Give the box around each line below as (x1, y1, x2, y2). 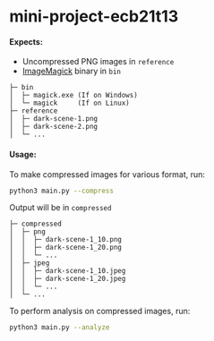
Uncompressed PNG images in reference (21, 56, 175, 67)
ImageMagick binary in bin (21, 65, 122, 77)
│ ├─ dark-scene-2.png (9, 123, 98, 132)
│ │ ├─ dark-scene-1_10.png (9, 235, 123, 244)
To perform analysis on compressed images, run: (9, 306, 191, 317)
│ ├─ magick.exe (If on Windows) (9, 91, 139, 100)
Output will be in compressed (9, 202, 112, 213)
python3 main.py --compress (9, 186, 115, 195)
